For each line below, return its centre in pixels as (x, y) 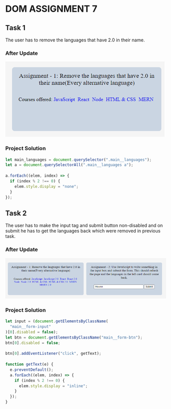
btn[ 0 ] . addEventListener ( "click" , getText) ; (53, 354)
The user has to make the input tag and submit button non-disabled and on (84, 226)
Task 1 (15, 28)
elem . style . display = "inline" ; (53, 386)
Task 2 (16, 213)
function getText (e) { (29, 365)
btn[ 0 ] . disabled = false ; (33, 343)
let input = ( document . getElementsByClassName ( (57, 321)
